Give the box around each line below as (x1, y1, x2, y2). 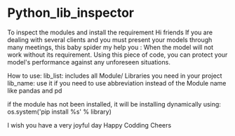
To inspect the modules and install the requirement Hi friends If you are (7, 28, 213, 36)
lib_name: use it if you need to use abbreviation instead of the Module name (7, 79, 227, 87)
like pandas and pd (7, 86, 62, 95)
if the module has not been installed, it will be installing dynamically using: (7, 100, 221, 108)
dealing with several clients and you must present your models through (7, 35, 213, 43)
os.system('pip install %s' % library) (7, 107, 112, 116)
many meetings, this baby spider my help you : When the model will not (7, 43, 214, 51)
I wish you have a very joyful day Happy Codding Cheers (7, 121, 172, 129)
